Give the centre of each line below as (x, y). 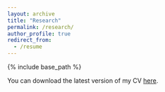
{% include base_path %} (44, 67)
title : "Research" (34, 21)
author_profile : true (39, 34)
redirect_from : (30, 40)
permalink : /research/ (41, 27)
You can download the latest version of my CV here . (83, 81)
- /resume (28, 47)
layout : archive (31, 14)
